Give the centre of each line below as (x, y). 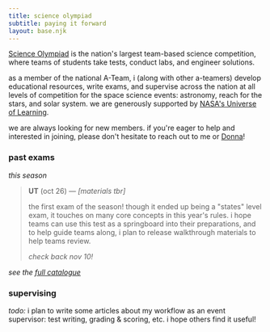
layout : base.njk (38, 31)
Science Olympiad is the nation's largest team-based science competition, (132, 54)
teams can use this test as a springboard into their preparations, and (142, 224)
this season (27, 175)
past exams (32, 158)
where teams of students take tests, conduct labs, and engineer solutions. (132, 62)
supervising (32, 293)
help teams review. (59, 241)
